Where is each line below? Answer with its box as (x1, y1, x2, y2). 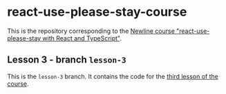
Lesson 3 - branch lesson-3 (7, 54, 126, 66)
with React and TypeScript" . (42, 34, 122, 42)
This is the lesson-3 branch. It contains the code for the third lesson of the (7, 72, 219, 80)
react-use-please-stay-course (7, 4, 187, 20)
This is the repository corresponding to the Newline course (7, 27, 175, 35)
